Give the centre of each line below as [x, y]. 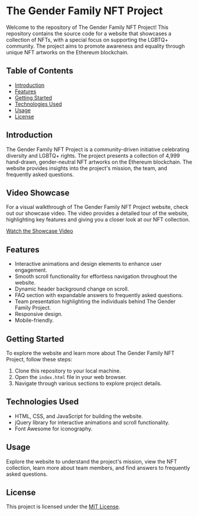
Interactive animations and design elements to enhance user [88, 264]
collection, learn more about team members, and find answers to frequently [98, 468]
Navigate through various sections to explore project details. [88, 383]
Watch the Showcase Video [40, 231]
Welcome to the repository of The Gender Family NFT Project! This [87, 27]
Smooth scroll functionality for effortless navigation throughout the [96, 276]
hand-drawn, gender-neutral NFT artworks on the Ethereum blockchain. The [99, 162]
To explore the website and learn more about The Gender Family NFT [90, 353]
